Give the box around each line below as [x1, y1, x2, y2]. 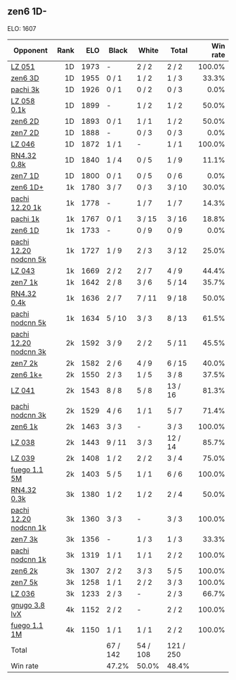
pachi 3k [11, 84, 40, 94]
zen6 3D [11, 73, 39, 83]
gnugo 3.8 [11, 600, 46, 610]
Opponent [13, 45, 48, 55]
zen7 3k [11, 534, 39, 544]
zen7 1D [11, 170, 39, 180]
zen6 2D [11, 116, 39, 126]
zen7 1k [11, 277, 39, 287]
